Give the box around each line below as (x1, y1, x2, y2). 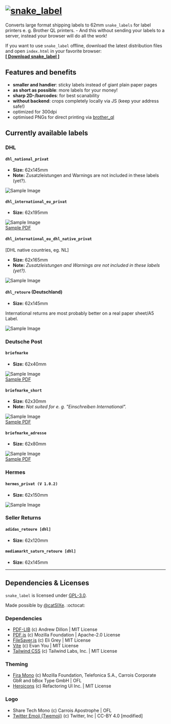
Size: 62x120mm (12, 537, 48, 544)
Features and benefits (5, 68, 77, 77)
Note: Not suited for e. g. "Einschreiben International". (12, 404, 127, 410)
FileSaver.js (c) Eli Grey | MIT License (12, 637, 91, 643)
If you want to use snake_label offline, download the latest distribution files (5, 42, 162, 48)
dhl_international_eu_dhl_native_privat (5, 236, 93, 242)
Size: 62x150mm (12, 492, 48, 498)
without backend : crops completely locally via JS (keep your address (12, 98, 159, 104)
